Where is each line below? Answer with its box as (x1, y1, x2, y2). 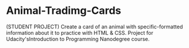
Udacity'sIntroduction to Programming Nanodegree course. (6, 35, 150, 42)
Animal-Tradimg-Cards (6, 4, 122, 17)
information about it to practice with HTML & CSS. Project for (6, 29, 154, 36)
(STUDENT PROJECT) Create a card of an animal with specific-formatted (6, 23, 183, 30)
